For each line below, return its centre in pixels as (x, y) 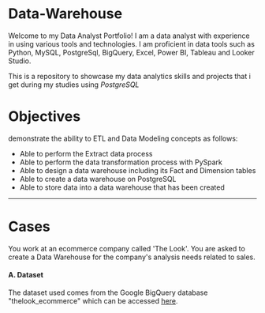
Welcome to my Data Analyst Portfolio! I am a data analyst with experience (129, 36)
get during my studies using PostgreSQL (74, 85)
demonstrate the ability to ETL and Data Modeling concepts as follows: (123, 138)
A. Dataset (26, 275)
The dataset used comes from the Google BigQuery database (108, 292)
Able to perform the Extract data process (86, 153)
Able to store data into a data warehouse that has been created (122, 187)
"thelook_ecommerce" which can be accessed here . (93, 301)
